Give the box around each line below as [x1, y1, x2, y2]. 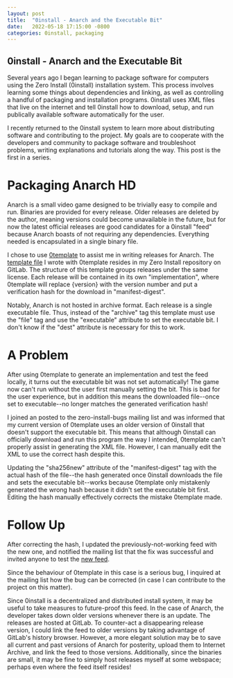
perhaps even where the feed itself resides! [7, 663, 132, 671]
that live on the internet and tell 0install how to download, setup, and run [7, 103, 214, 112]
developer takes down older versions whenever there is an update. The [7, 611, 211, 619]
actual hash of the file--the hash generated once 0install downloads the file [7, 471, 223, 479]
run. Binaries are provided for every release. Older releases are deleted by [7, 208, 219, 216]
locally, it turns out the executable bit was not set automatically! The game [7, 377, 220, 385]
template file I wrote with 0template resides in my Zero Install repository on [7, 258, 221, 266]
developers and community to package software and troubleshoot [7, 139, 196, 147]
